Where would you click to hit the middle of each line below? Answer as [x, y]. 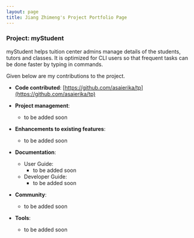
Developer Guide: [45, 176]
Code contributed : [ [40, 87]
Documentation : [35, 152]
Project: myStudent [35, 38]
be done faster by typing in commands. [55, 64]
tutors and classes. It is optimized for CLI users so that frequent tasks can [97, 58]
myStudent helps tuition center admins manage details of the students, [93, 51]
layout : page [22, 12]
